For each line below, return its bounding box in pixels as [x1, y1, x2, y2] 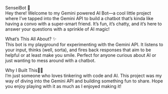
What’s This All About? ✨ [5, 36, 57, 42]
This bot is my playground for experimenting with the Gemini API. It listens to [5, 42, 163, 47]
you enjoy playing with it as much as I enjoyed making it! [5, 83, 122, 89]
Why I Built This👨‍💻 [5, 67, 44, 73]
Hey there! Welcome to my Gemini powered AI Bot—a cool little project [5, 10, 151, 16]
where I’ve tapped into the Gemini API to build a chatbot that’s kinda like [5, 16, 154, 21]
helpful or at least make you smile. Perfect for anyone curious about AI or [5, 52, 156, 58]
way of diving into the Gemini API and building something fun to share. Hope [5, 78, 163, 84]
